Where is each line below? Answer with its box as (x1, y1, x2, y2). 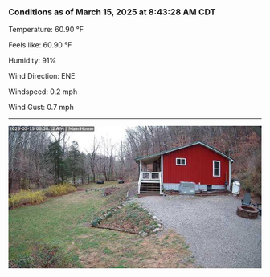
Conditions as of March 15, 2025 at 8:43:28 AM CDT (8, 6, 216, 18)
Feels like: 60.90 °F (8, 40, 72, 50)
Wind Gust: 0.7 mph (8, 103, 74, 112)
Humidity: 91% (8, 55, 57, 66)
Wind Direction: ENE (8, 71, 76, 81)
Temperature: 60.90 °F (8, 25, 84, 35)
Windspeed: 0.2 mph (8, 87, 78, 96)
